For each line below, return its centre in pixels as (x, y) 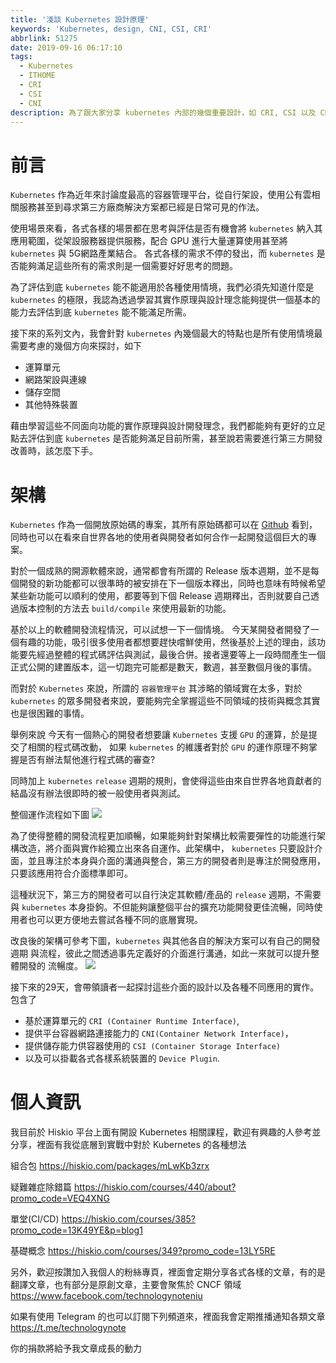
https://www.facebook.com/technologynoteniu (106, 1296)
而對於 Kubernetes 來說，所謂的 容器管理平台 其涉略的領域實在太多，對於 (156, 688)
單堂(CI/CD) (35, 1219)
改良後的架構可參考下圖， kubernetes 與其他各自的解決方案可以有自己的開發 (165, 941)
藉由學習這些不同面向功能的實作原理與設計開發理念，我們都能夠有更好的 (159, 426)
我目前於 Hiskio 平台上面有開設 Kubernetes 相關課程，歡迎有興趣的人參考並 (166, 1132)
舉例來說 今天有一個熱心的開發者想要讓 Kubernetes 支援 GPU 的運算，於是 (159, 735)
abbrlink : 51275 (44, 38)
